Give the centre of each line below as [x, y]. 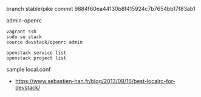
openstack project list [36, 58]
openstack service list [36, 53]
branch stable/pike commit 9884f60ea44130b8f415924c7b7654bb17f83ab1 [101, 9]
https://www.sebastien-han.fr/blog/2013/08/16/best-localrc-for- [95, 81]
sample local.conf [29, 69]
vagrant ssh [21, 32]
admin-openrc [24, 20]
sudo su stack [24, 37]
